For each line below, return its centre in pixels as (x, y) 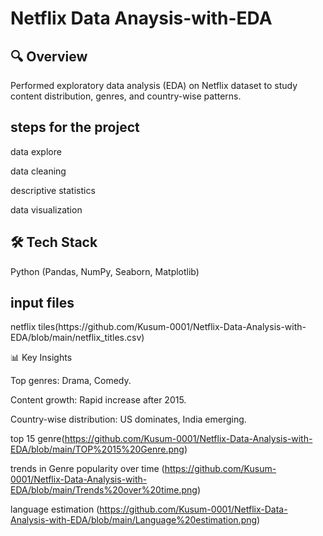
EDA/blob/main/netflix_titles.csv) (77, 338)
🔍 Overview (49, 56)
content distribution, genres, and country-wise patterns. (126, 96)
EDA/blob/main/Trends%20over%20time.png (104, 490)
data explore (36, 151)
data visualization (46, 209)
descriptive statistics (53, 190)
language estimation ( (55, 509)
